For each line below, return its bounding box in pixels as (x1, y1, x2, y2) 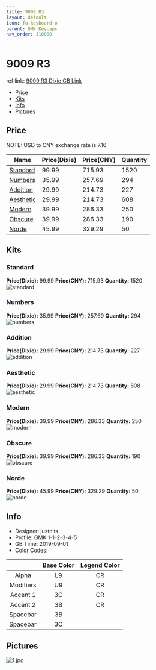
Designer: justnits (14, 528, 59, 535)
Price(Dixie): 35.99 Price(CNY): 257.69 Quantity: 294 (6, 312, 141, 319)
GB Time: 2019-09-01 (14, 540, 68, 548)
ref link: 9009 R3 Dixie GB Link (6, 77, 82, 84)
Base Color (42, 561, 75, 569)
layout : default (6, 14, 47, 20)
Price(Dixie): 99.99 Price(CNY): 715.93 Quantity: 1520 (6, 277, 143, 284)
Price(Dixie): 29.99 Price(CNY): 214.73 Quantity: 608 (6, 382, 141, 389)
